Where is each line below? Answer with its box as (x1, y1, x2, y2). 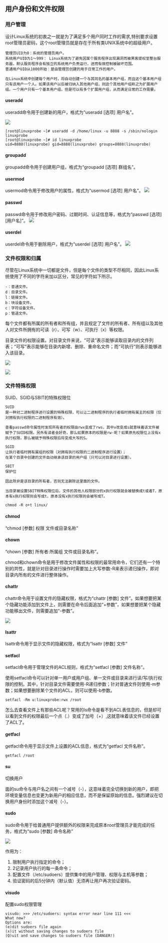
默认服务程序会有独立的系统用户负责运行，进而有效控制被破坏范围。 (16, 61, 136, 66)
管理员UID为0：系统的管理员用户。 (5, 51, 66, 56)
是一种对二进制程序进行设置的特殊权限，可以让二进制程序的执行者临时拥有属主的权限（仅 (5, 410, 161, 415)
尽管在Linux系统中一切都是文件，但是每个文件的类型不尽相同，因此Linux (5, 267, 154, 273)
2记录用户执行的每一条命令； (12, 865, 72, 871)
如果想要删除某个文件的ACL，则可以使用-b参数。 (13, 687, 115, 693)
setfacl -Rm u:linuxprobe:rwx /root (5, 697, 81, 702)
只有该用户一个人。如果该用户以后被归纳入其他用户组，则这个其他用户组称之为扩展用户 (5, 82, 158, 87)
